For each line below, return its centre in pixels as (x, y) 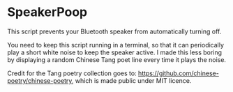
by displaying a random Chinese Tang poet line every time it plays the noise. (117, 59)
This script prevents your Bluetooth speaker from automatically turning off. (114, 31)
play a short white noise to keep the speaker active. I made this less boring (114, 52)
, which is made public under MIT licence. (131, 80)
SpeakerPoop (47, 12)
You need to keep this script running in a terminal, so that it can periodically (116, 45)
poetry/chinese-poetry (39, 80)
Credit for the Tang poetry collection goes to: (72, 73)
